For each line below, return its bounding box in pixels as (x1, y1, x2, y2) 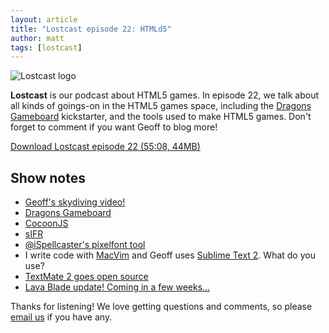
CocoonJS (24, 217, 69, 230)
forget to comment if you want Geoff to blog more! (10, 121, 218, 133)
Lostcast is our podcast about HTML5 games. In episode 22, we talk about (10, 89, 320, 101)
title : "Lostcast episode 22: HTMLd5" (10, 24, 172, 34)
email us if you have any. (10, 311, 113, 323)
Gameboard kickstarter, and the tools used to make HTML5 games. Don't (10, 111, 312, 123)
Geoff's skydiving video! (24, 196, 126, 208)
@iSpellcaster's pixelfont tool (24, 239, 146, 251)
